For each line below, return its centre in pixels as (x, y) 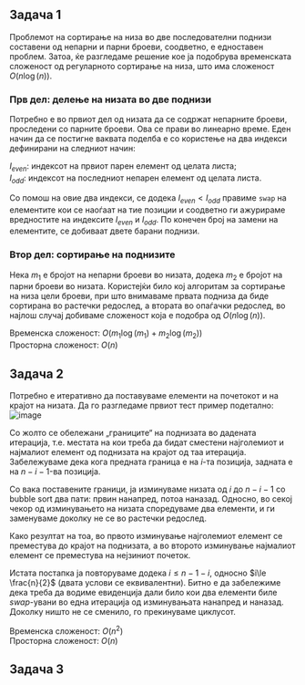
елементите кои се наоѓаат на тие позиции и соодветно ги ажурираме (147, 210)
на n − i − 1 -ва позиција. (55, 472)
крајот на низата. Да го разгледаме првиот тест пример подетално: (142, 405)
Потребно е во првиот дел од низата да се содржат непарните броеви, (148, 119)
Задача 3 (37, 669)
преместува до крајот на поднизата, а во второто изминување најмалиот (152, 545)
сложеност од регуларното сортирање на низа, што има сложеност (142, 66)
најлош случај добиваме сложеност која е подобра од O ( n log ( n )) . (137, 316)
